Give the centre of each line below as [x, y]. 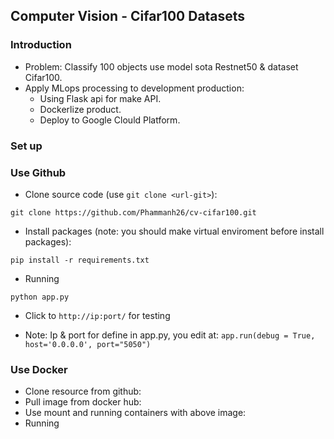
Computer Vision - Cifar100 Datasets [128, 16]
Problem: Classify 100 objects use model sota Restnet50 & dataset [161, 66]
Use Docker [39, 369]
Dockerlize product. [80, 109]
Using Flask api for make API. [100, 98]
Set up [26, 146]
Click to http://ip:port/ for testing [97, 315]
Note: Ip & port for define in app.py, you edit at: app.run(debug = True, [170, 335]
